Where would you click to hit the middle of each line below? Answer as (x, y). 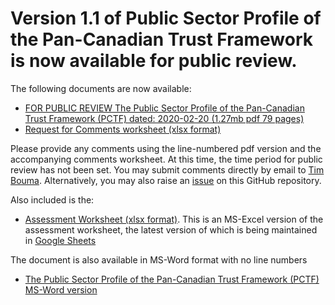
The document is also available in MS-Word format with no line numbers (159, 259)
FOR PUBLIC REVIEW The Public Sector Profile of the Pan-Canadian (164, 108)
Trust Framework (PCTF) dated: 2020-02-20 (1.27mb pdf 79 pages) (164, 118)
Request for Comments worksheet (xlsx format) (123, 129)
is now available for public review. (154, 61)
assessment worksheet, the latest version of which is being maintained (171, 229)
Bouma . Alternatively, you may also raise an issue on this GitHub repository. (166, 180)
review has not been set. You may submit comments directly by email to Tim (167, 169)
